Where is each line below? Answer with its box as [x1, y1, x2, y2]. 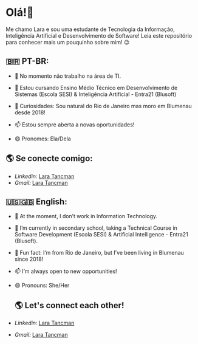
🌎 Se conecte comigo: [5, 153, 93, 163]
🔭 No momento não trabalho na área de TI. [14, 72, 121, 80]
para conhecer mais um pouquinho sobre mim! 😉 [5, 38, 130, 46]
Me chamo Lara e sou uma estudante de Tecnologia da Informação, [5, 26, 176, 33]
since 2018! [14, 255, 44, 263]
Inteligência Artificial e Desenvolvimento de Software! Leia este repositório [5, 32, 193, 39]
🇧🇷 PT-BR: [5, 56, 49, 66]
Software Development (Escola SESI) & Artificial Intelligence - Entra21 [14, 231, 189, 238]
